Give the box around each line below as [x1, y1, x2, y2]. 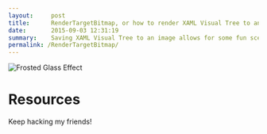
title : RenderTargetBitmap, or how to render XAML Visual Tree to [8, 19, 250, 27]
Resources [8, 90, 81, 109]
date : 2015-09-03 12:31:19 [8, 26, 119, 34]
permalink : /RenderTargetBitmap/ [8, 41, 119, 49]
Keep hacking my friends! [8, 117, 92, 127]
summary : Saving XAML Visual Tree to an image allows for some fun [8, 33, 247, 42]
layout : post [8, 11, 66, 20]
